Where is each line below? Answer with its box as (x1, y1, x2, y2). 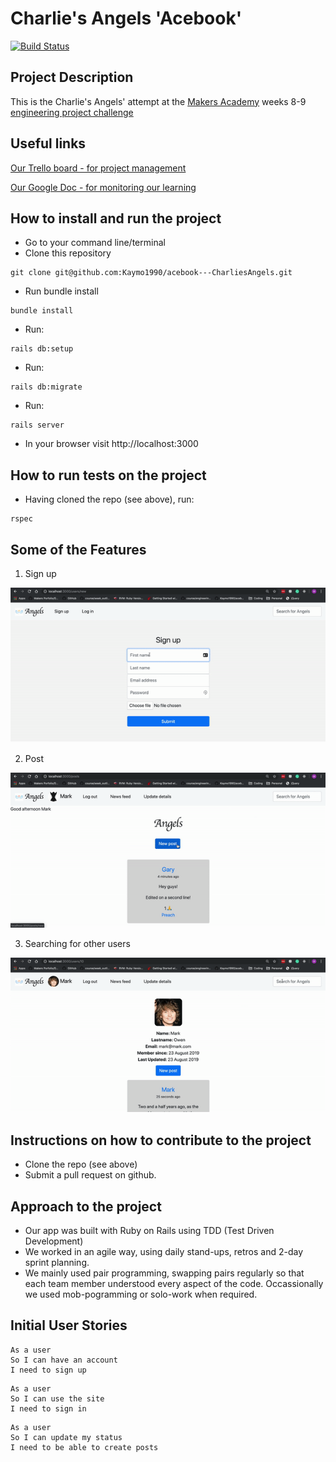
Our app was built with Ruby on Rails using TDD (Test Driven (24, 1225, 275, 1237)
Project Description (10, 69, 134, 86)
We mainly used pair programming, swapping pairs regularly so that (24, 1267, 305, 1279)
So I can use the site (10, 1393, 105, 1404)
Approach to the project (10, 1198, 162, 1215)
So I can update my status (10, 1432, 123, 1442)
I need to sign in (10, 1403, 87, 1414)
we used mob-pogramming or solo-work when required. (24, 1288, 258, 1301)
